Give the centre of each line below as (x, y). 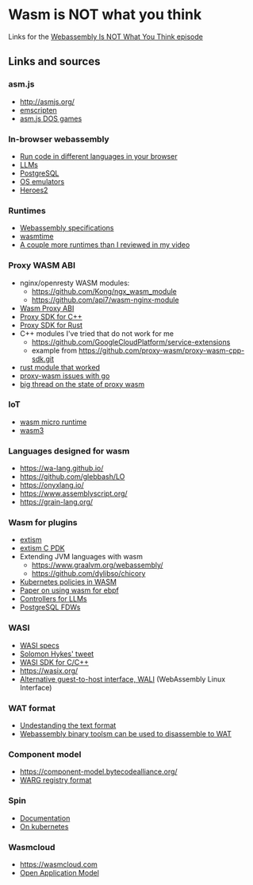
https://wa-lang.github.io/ (61, 468)
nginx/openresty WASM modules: (75, 283)
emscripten (38, 110)
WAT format (32, 708)
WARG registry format (56, 780)
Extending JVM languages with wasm (81, 557)
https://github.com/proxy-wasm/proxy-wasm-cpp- (162, 350)
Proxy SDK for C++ (51, 316)
